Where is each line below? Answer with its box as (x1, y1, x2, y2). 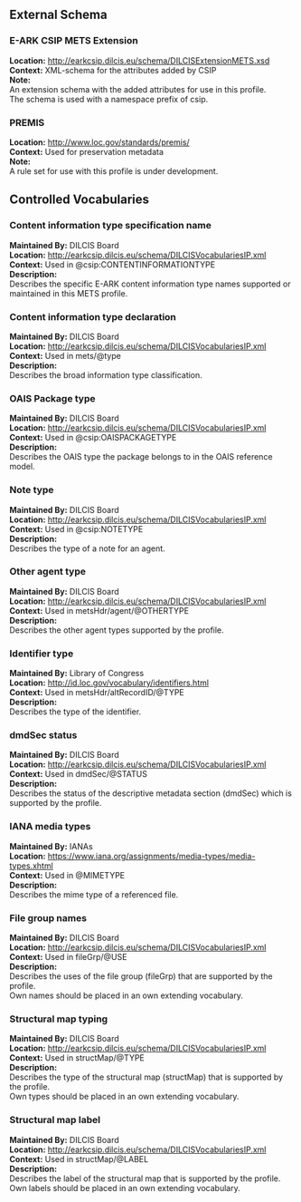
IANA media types (9, 820, 91, 833)
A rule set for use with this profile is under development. (9, 165, 219, 176)
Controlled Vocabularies (9, 192, 150, 208)
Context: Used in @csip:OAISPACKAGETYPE (9, 432, 177, 443)
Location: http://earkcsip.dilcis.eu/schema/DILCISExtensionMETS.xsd (9, 54, 270, 66)
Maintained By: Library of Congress (9, 668, 145, 679)
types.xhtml (9, 860, 54, 871)
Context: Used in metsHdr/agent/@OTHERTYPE (9, 605, 190, 616)
